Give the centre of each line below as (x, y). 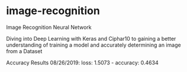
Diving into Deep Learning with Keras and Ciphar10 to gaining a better (91, 38)
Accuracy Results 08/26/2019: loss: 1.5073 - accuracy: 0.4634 (82, 63)
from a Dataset (24, 51)
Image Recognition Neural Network (49, 27)
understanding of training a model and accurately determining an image (94, 45)
